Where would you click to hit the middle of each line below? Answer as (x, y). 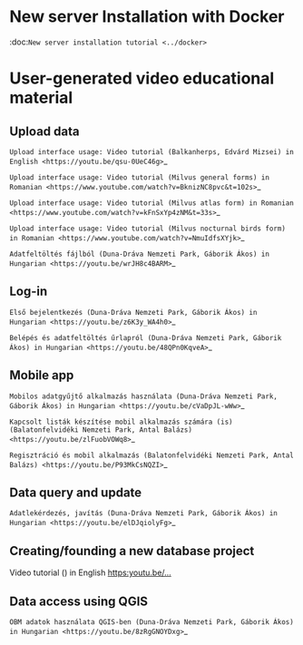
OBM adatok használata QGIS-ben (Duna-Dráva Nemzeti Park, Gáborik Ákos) (152, 622)
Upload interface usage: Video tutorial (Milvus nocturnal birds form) (147, 229)
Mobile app (42, 375)
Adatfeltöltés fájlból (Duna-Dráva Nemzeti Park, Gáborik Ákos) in (140, 254)
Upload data (44, 131)
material (41, 98)
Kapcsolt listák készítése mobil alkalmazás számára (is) (121, 422)
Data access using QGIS (78, 601)
